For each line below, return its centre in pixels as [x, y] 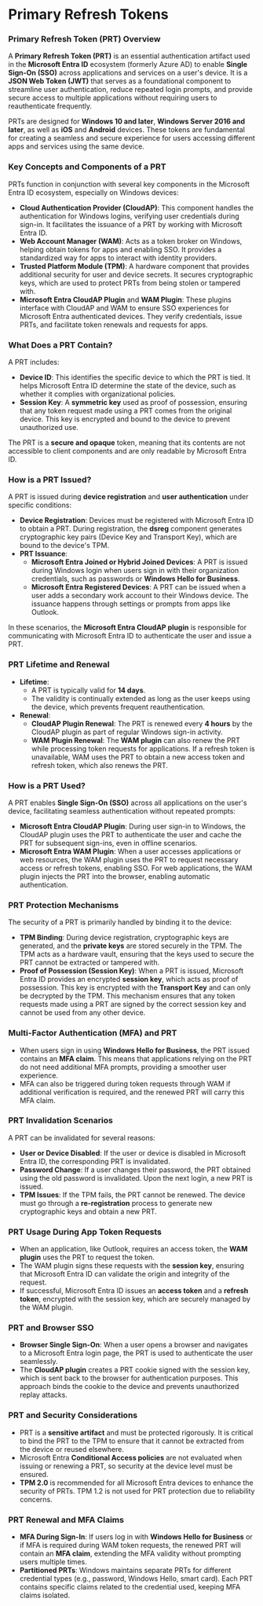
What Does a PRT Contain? [60, 345]
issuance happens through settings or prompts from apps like [131, 604]
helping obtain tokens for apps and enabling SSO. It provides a [121, 249]
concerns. [36, 1499]
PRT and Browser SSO [51, 1328]
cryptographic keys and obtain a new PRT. [88, 1211]
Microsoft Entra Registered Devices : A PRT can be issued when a [139, 587]
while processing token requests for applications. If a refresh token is [143, 748]
